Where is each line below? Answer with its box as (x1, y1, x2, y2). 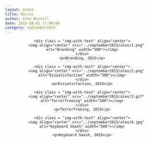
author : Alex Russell (5, 16, 49, 21)
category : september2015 (5, 25, 56, 30)
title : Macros (5, 12, 34, 17)
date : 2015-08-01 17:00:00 (5, 20, 60, 26)
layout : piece (5, 7, 34, 12)
